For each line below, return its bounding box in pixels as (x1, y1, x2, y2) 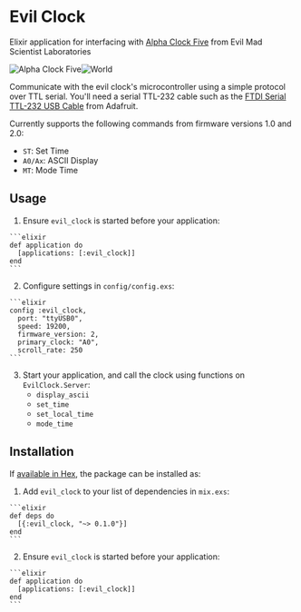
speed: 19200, (17, 321, 71, 331)
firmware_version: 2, (17, 330, 100, 339)
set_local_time (35, 410, 93, 419)
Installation (9, 444, 74, 459)
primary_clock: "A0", (17, 338, 100, 347)
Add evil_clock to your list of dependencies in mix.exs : (22, 486, 229, 497)
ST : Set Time (22, 145, 70, 156)
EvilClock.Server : (22, 379, 91, 390)
